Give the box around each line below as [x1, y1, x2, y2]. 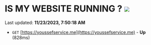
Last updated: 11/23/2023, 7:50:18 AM [5, 19, 86, 25]
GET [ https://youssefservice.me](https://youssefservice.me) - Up [12, 29, 146, 35]
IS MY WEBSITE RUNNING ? [5, 3, 123, 14]
